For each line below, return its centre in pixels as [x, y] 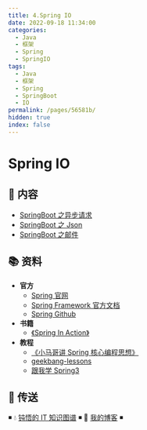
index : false [29, 125]
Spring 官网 [50, 295]
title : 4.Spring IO [40, 15]
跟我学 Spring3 [55, 370]
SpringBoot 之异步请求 [56, 215]
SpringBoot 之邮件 [49, 234]
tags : [17, 67]
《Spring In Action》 [60, 332]
